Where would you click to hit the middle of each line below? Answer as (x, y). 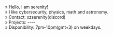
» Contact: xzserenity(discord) (35, 17)
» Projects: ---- (20, 22)
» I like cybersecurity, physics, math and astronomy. (57, 12)
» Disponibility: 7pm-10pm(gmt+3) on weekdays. (53, 27)
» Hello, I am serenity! (27, 7)
